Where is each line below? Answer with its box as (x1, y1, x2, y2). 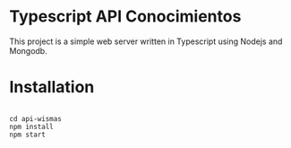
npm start (9, 130, 47, 139)
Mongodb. (9, 45, 47, 56)
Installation (9, 77, 95, 98)
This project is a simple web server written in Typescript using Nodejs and (9, 36, 283, 47)
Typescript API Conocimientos (9, 6, 242, 27)
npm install (9, 122, 54, 131)
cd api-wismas (9, 114, 63, 123)
